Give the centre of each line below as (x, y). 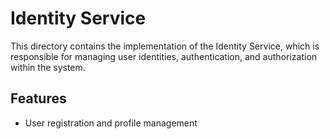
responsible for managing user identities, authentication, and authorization (164, 56)
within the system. (48, 67)
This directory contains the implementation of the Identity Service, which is (165, 46)
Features (38, 98)
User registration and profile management (111, 123)
